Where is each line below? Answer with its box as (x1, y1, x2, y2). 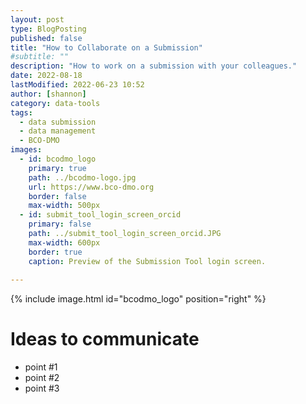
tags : (10, 107, 33, 118)
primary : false (28, 219, 92, 230)
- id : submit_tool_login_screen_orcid (19, 210, 182, 220)
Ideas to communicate (10, 328, 200, 351)
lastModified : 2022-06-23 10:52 (10, 80, 145, 90)
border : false (28, 191, 87, 201)
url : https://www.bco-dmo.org (28, 182, 155, 192)
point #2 (24, 372, 60, 384)
